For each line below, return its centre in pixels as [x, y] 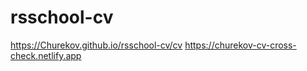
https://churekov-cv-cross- [240, 45]
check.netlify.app [46, 55]
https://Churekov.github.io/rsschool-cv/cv [96, 45]
